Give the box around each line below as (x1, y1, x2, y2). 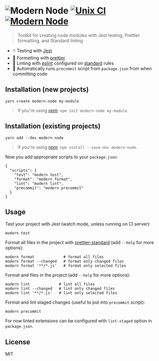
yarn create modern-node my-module (5, 98, 79, 104)
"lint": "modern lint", (14, 181, 64, 186)
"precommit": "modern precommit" (14, 186, 84, 191)
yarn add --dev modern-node (5, 135, 64, 140)
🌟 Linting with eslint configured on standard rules (12, 60, 114, 66)
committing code (12, 71, 47, 77)
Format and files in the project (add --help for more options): (5, 272, 131, 278)
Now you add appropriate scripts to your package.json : (5, 153, 118, 160)
